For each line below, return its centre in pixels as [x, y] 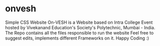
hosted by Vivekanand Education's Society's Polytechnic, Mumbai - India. [80, 27]
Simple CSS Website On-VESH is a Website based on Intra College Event [79, 22]
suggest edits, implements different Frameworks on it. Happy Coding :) [77, 38]
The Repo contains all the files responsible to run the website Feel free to [80, 33]
